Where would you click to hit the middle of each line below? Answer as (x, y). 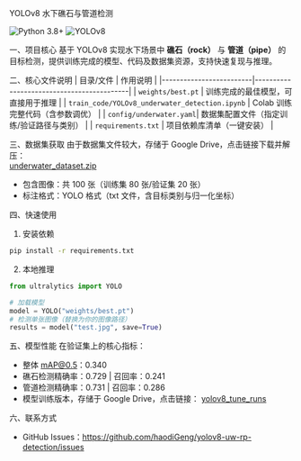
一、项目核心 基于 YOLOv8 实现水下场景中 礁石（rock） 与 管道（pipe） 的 (148, 50)
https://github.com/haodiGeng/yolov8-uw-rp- (167, 437)
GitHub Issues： (52, 437)
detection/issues (53, 447)
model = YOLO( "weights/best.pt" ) (72, 311)
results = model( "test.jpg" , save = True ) (86, 328)
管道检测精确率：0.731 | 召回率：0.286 (94, 388)
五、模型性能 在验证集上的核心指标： (77, 346)
